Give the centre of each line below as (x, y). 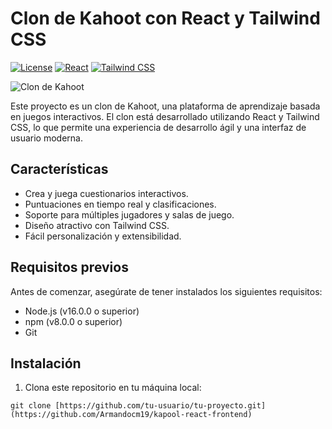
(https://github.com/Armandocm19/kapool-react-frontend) (131, 415)
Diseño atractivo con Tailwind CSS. (97, 225)
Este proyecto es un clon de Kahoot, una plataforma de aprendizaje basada (165, 106)
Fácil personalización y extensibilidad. (103, 236)
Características (59, 169)
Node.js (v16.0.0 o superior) (82, 311)
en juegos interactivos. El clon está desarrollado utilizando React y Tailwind (165, 116)
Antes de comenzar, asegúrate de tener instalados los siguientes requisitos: (166, 291)
